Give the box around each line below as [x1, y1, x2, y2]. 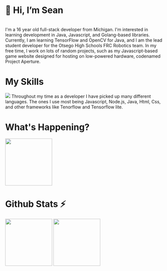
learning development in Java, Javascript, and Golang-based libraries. [5, 32, 150, 38]
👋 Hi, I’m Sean [5, 5, 63, 16]
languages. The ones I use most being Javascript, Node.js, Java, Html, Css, [5, 98, 161, 104]
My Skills [5, 76, 44, 87]
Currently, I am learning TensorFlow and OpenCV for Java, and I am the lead [5, 37, 162, 43]
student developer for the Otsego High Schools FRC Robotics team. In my [5, 42, 156, 48]
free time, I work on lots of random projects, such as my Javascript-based [5, 48, 158, 54]
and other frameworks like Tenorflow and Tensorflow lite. [5, 104, 123, 110]
